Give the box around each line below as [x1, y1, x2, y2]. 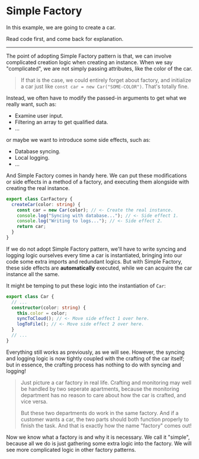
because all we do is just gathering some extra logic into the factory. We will [6, 439, 192, 447]
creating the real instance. [6, 184, 70, 191]
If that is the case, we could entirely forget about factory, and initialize [20, 76, 191, 84]
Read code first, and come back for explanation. [6, 35, 124, 42]
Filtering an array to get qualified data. [14, 118, 108, 125]
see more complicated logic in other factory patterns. [6, 446, 136, 453]
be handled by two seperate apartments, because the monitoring [20, 385, 179, 392]
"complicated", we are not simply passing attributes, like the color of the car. [6, 65, 192, 72]
